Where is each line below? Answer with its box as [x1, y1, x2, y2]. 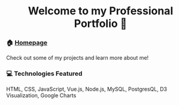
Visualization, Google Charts [6, 91, 77, 99]
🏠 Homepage [6, 39, 48, 47]
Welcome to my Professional [28, 4, 174, 18]
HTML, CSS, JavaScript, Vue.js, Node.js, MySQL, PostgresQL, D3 [6, 85, 168, 92]
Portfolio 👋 [74, 17, 128, 30]
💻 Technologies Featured [6, 70, 83, 78]
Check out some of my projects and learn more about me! [6, 54, 149, 61]
